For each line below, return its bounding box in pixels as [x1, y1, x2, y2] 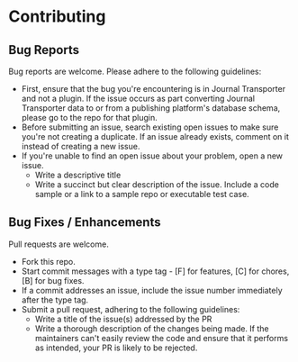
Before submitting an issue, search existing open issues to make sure [21, 122, 279, 132]
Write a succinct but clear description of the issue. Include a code [34, 179, 280, 190]
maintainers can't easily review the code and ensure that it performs [34, 332, 289, 343]
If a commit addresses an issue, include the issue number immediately [21, 285, 283, 295]
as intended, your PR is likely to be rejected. [34, 342, 198, 353]
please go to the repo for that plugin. [21, 113, 158, 122]
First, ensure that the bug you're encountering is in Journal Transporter [21, 84, 285, 94]
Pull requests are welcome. [8, 239, 109, 249]
